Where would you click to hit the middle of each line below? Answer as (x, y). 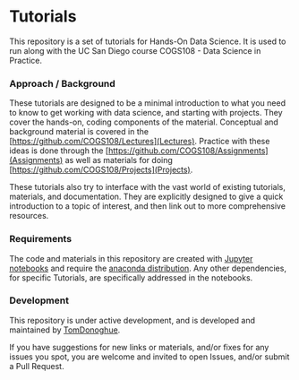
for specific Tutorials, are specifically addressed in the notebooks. (131, 277)
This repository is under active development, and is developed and (132, 320)
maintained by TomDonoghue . (65, 330)
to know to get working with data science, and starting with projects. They (146, 113)
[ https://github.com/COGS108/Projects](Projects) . (101, 170)
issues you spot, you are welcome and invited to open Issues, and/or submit (149, 357)
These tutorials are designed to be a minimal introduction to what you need (148, 103)
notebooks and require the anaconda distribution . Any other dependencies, (148, 268)
